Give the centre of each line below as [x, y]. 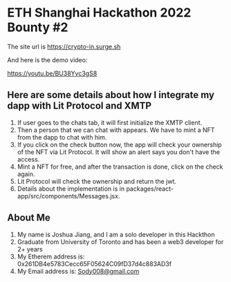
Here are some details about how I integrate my [111, 95]
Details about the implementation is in [71, 189]
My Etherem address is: [51, 256]
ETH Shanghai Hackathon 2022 [99, 13]
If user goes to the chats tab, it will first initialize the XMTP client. [110, 122]
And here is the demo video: [47, 59]
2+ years [30, 249]
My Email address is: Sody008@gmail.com [78, 271]
